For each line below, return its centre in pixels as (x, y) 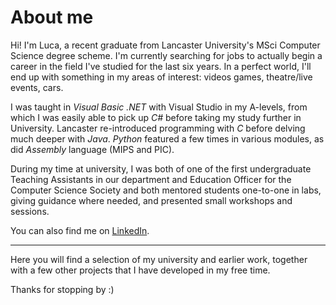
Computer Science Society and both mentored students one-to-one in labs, (166, 190)
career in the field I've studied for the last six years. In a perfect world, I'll (161, 66)
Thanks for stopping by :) (62, 289)
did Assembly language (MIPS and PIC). (92, 149)
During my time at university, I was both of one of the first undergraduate (161, 168)
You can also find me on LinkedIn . (80, 230)
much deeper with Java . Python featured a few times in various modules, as (167, 138)
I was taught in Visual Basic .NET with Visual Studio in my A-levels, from (159, 107)
